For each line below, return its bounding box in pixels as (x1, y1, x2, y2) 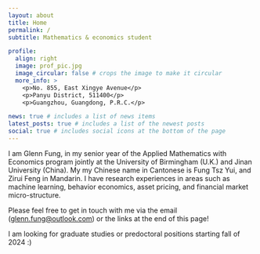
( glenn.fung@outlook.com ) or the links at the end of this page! (8, 213, 209, 223)
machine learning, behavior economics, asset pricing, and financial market (8, 182, 249, 191)
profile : (8, 48, 37, 56)
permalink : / (8, 26, 51, 34)
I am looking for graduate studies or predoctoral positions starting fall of (8, 229, 240, 238)
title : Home (8, 19, 47, 27)
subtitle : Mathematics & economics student (8, 33, 153, 42)
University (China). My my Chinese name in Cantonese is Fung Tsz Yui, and (8, 165, 252, 175)
